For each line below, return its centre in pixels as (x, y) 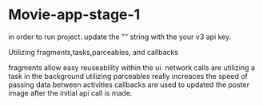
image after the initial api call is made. (70, 92)
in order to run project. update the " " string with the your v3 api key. (120, 37)
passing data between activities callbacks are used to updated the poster (129, 84)
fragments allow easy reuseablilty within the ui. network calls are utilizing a (132, 67)
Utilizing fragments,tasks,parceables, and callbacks (93, 52)
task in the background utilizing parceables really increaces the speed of (128, 76)
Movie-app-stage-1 (74, 15)
